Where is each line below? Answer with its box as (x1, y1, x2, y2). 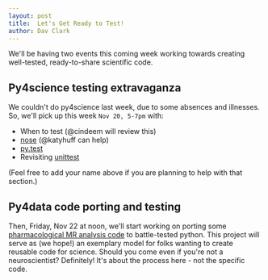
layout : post (8, 11, 52, 20)
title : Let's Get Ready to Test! (8, 19, 125, 27)
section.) (8, 177, 38, 186)
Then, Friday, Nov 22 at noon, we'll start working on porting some (8, 221, 227, 231)
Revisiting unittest (19, 153, 80, 162)
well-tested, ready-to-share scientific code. (8, 57, 153, 67)
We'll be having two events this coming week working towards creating (8, 49, 245, 59)
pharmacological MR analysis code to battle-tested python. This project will (8, 230, 260, 239)
